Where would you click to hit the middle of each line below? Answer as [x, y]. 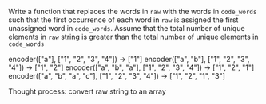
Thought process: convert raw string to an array [87, 91]
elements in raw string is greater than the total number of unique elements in [133, 37]
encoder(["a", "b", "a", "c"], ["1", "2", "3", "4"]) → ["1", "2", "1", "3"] [117, 76]
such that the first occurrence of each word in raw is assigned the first [123, 20]
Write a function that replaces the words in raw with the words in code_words [133, 12]
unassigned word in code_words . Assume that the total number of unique [127, 28]
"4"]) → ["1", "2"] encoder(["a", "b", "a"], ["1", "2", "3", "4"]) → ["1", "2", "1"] [131, 67]
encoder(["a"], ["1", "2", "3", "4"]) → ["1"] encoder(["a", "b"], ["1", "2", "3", [129, 59]
